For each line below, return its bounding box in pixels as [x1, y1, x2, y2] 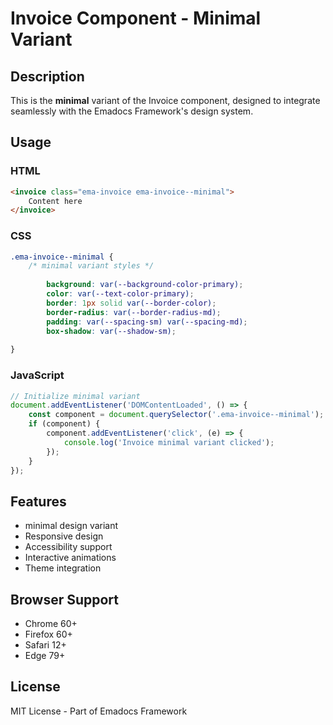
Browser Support [10, 591, 120, 608]
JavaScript [10, 368, 65, 382]
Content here [28, 196, 83, 206]
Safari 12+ [24, 639, 67, 651]
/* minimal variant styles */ [28, 261, 155, 271]
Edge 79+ [24, 650, 66, 662]
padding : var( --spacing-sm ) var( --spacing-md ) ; [46, 317, 248, 327]
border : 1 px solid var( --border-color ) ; [46, 298, 217, 308]
